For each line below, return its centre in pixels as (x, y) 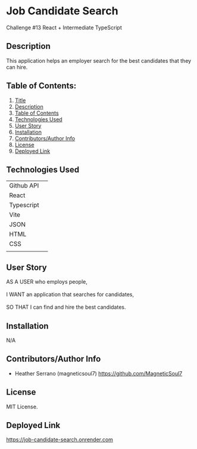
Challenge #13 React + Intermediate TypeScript (64, 27)
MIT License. (22, 407)
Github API (24, 186)
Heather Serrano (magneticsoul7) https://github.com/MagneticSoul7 (98, 373)
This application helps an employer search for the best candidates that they (99, 60)
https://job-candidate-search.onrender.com (60, 439)
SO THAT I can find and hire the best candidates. (66, 307)
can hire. (17, 67)
